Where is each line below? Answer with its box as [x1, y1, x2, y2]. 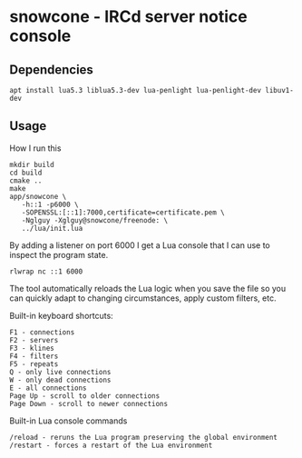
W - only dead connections [9, 375, 112, 384]
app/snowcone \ [9, 192, 67, 201]
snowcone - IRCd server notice [9, 6, 248, 27]
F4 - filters [9, 352, 59, 361]
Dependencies [9, 62, 93, 77]
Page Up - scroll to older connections [9, 391, 161, 401]
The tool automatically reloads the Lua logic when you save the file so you [9, 283, 287, 294]
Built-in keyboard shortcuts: [9, 310, 113, 321]
